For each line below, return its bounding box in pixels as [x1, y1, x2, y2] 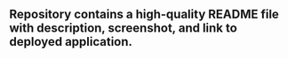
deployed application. [9, 34, 133, 49]
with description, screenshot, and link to [9, 21, 237, 36]
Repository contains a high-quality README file [9, 7, 280, 22]
